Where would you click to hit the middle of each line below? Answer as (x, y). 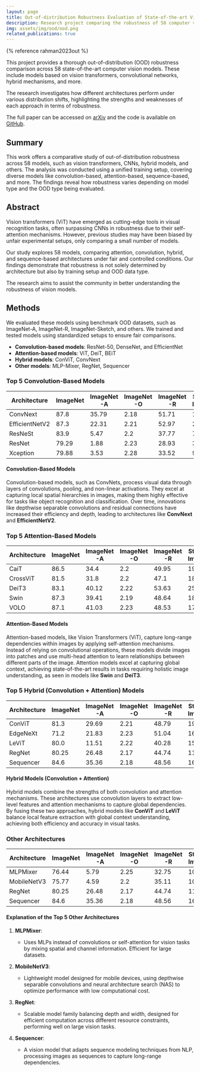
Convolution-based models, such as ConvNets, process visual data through (99, 483)
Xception (22, 453)
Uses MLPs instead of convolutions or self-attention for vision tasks (107, 942)
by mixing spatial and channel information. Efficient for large (97, 948)
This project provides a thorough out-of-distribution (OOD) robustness (93, 63)
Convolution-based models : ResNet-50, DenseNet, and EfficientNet (99, 346)
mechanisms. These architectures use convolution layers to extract (88, 798)
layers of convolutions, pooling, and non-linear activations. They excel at (95, 489)
